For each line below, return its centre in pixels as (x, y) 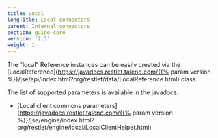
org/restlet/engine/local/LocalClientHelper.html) (84, 127)
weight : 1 (21, 45)
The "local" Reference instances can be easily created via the (94, 65)
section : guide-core (37, 32)
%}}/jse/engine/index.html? (55, 120)
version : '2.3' (29, 39)
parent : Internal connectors (49, 26)
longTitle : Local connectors (49, 20)
